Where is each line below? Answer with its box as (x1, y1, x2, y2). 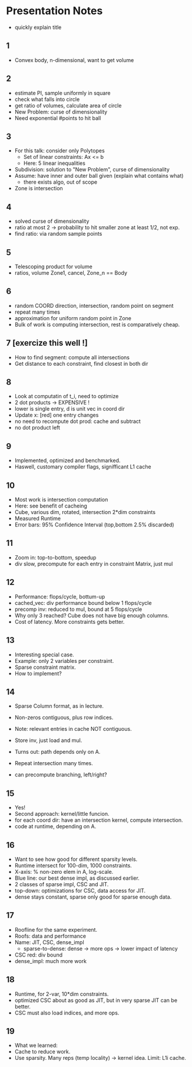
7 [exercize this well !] (6, 338, 88, 348)
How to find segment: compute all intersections (14, 353, 130, 361)
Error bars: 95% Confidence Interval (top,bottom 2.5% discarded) (14, 521, 175, 528)
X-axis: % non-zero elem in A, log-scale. (14, 868, 114, 875)
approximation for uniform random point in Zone (14, 314, 131, 321)
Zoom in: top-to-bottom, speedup (14, 554, 97, 561)
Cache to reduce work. (14, 1048, 71, 1055)
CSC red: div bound (14, 951, 63, 958)
